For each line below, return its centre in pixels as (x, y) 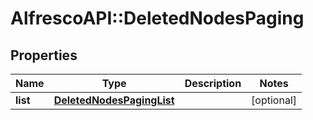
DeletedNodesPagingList (114, 100)
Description (213, 83)
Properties (44, 55)
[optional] (274, 100)
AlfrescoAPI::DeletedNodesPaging (157, 18)
